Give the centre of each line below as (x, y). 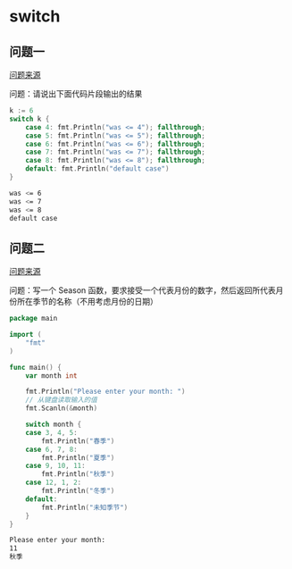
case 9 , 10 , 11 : (56, 466)
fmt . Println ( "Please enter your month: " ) (105, 392)
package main (33, 319)
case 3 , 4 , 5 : (51, 432)
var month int (51, 376)
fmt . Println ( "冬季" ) (78, 491)
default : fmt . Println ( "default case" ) (97, 169)
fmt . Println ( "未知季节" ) (85, 507)
